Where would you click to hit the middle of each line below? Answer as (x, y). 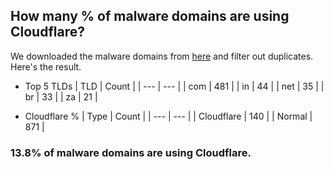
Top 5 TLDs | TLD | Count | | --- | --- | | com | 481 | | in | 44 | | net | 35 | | (174, 86)
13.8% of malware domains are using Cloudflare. (131, 152)
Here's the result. (46, 66)
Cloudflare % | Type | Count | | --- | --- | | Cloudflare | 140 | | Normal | (168, 116)
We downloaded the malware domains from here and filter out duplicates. (162, 56)
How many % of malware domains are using (150, 16)
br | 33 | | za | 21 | (61, 96)
